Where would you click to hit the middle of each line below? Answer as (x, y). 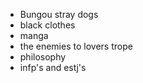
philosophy (43, 57)
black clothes (47, 25)
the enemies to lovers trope (76, 46)
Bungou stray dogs (59, 14)
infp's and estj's (53, 67)
